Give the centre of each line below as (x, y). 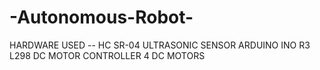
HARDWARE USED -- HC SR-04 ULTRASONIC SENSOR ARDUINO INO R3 (160, 45)
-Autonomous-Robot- (101, 17)
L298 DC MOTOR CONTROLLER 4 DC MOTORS (107, 55)
